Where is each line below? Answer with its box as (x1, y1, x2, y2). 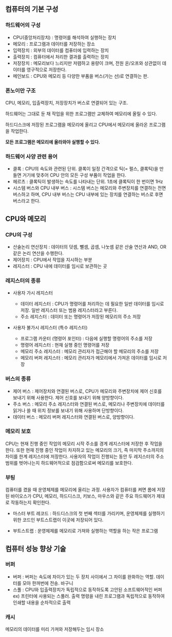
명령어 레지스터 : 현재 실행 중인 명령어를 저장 (20, 342, 109, 348)
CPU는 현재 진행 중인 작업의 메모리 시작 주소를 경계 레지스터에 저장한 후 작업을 (5, 440, 163, 447)
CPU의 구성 (5, 231, 32, 238)
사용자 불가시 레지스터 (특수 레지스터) (12, 325, 88, 331)
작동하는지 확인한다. (10, 500, 51, 506)
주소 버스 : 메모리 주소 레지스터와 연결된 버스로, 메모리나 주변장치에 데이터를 (12, 401, 165, 407)
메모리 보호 (5, 428, 31, 435)
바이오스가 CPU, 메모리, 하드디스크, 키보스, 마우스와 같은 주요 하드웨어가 (10, 493, 156, 499)
